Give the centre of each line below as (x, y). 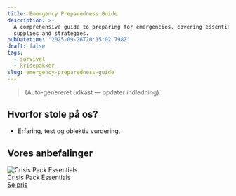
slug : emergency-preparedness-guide (61, 72)
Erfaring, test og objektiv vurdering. (69, 131)
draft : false (26, 46)
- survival (29, 59)
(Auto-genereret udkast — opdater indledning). (93, 92)
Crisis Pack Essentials (39, 177)
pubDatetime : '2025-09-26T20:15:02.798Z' (69, 40)
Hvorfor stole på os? (53, 114)
